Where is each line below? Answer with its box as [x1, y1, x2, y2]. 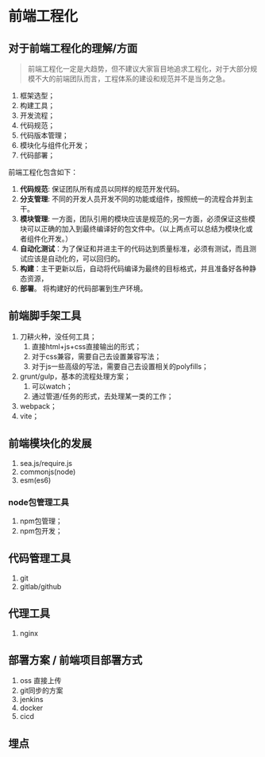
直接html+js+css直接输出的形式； [31, 341, 142, 351]
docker [19, 703, 44, 712]
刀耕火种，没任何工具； [19, 332, 97, 341]
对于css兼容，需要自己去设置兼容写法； [31, 351, 162, 361]
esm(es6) [19, 475, 52, 485]
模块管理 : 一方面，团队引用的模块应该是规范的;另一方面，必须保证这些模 [19, 214, 255, 223]
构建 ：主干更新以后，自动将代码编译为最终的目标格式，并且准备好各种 [19, 264, 250, 273]
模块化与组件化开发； [19, 141, 90, 149]
